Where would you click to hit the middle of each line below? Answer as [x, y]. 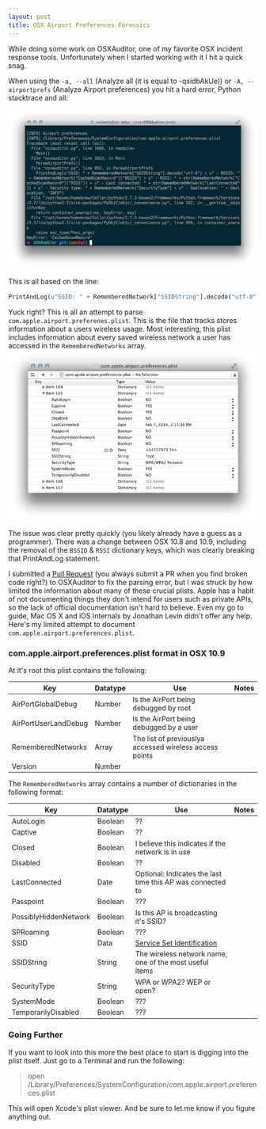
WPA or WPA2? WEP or [173, 982]
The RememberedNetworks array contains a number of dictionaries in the [123, 784]
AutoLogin [28, 821]
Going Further [36, 1035]
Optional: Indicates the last [179, 874]
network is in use [163, 852]
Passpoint [28, 902]
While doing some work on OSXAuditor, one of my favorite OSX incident [125, 48]
